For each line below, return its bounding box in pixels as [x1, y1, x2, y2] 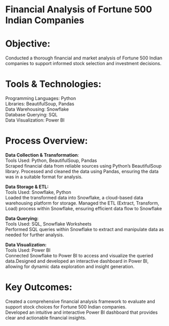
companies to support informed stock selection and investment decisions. [5, 60, 162, 67]
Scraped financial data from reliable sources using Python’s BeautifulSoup [5, 163, 162, 169]
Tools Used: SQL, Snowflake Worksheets [5, 221, 92, 227]
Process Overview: [5, 135, 88, 147]
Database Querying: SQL [5, 112, 58, 118]
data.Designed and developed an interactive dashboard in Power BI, [5, 258, 149, 264]
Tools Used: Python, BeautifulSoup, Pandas [5, 157, 97, 164]
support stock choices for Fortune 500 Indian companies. [5, 303, 127, 310]
